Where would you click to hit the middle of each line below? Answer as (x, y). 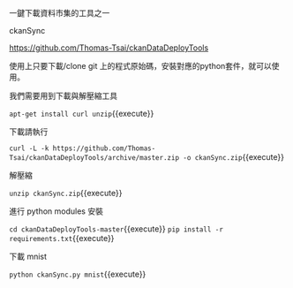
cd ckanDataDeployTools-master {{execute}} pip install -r (116, 229)
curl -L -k (29, 148)
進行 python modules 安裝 (56, 211)
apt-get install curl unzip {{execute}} (82, 114)
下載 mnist (28, 256)
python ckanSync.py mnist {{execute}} (78, 274)
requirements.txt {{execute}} (62, 238)
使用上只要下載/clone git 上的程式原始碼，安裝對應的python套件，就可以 (140, 66)
